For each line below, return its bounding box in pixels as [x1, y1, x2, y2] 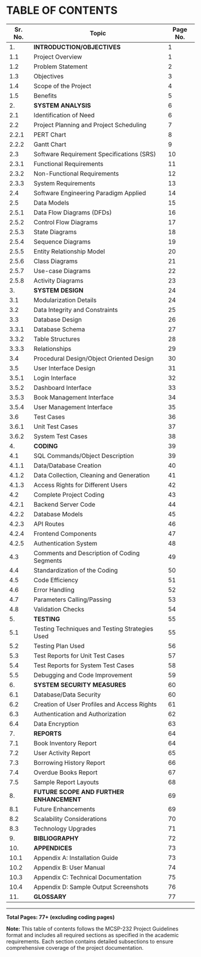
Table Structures [33, 335, 81, 343]
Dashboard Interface [33, 383, 92, 392]
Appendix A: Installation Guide [33, 853, 118, 862]
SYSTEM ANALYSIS [33, 101, 92, 110]
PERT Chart [33, 130, 66, 138]
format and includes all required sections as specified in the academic [6, 931, 179, 938]
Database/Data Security [33, 690, 101, 698]
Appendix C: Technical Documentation [33, 873, 142, 881]
